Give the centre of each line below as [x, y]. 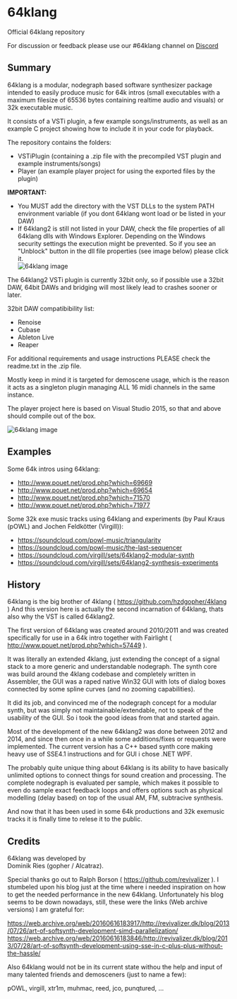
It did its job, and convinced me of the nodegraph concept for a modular [112, 703]
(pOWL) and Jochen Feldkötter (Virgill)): [66, 526]
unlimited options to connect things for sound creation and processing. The [117, 776]
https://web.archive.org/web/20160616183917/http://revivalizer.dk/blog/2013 [119, 923]
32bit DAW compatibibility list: [51, 308]
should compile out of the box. [52, 416]
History [24, 584]
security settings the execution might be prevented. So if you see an [117, 243]
